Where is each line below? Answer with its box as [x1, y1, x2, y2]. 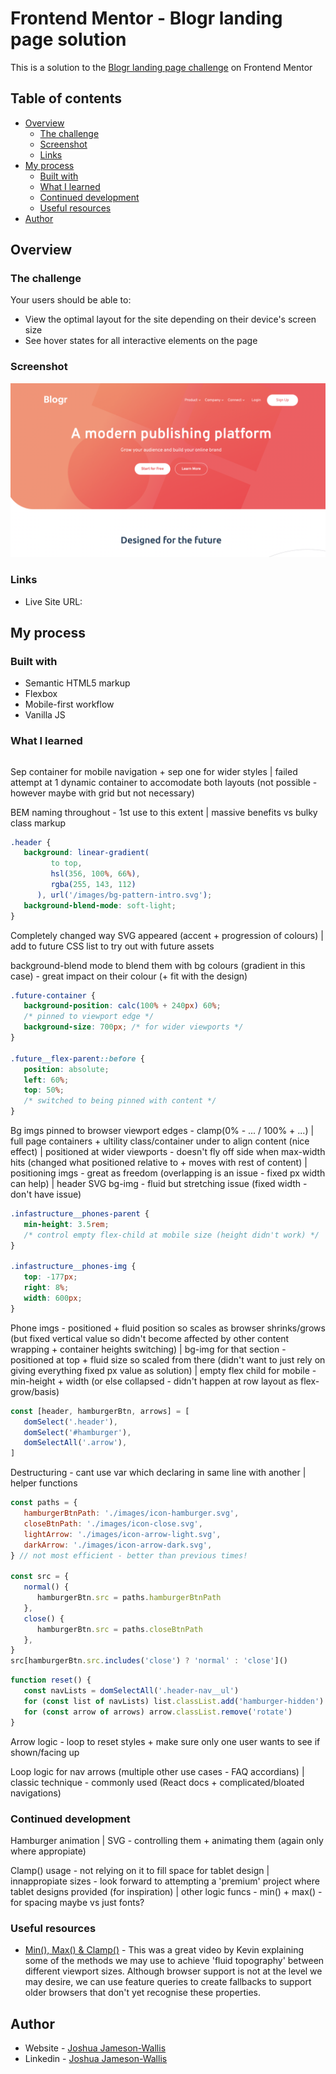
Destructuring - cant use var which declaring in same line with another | [10, 1467, 307, 1479]
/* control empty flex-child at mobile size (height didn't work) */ [23, 1230, 320, 1240]
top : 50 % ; [23, 1085, 65, 1096]
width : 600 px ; [23, 1293, 83, 1304]
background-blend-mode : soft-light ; [23, 900, 177, 911]
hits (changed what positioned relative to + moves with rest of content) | [10, 1157, 308, 1169]
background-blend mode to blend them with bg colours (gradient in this [10, 959, 306, 971]
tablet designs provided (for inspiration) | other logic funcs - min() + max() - [10, 1885, 323, 1897]
